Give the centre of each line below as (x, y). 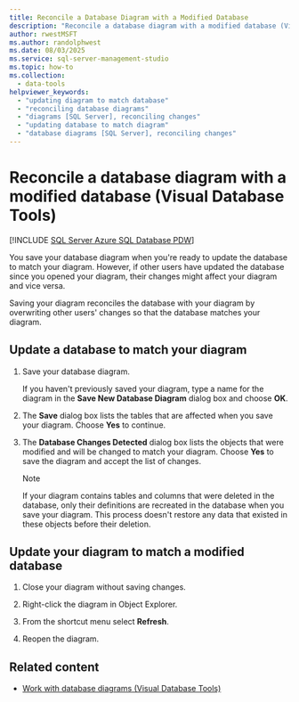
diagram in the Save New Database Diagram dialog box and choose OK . (155, 398)
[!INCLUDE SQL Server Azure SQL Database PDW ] (102, 240)
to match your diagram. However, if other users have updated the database (147, 266)
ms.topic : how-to (41, 68)
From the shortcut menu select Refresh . (95, 622)
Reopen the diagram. (61, 639)
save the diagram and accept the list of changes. (112, 461)
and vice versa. (37, 285)
